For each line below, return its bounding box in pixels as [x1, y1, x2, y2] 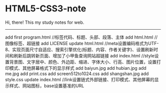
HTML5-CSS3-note [5, 3, 86, 14]
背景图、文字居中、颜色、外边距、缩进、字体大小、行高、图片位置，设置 [9, 59, 157, 65]
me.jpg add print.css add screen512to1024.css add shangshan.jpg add [5, 70, 149, 77]
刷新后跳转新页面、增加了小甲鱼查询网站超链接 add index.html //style [13, 52, 155, 58]
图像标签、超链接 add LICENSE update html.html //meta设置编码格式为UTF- [5, 40, 159, 46]
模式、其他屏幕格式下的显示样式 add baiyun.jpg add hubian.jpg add [9, 65, 147, 71]
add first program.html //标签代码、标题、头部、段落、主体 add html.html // [5, 34, 158, 40]
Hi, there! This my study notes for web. [5, 19, 84, 25]
